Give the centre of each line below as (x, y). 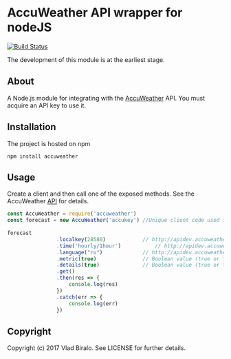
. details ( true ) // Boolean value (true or (138, 265)
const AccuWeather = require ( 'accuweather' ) (72, 214)
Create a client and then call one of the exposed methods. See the (101, 194)
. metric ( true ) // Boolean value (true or (138, 259)
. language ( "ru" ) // (102, 252)
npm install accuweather (43, 156)
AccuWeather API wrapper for (95, 13)
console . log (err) (93, 304)
